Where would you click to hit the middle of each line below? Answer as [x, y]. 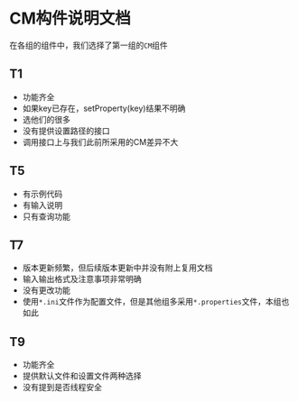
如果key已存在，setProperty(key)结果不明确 [104, 108]
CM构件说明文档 [70, 18]
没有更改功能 [46, 290]
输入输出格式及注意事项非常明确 [82, 279]
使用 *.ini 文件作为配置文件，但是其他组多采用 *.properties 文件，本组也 [156, 302]
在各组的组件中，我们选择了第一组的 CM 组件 [89, 45]
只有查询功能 [46, 216]
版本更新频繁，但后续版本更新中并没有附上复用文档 [117, 268]
